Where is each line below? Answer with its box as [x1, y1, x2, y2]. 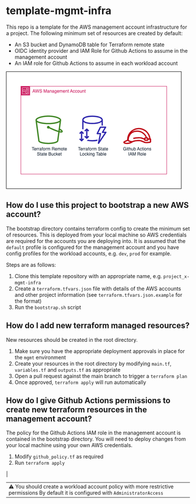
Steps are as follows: [6, 261, 57, 268]
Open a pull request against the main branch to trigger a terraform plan [14, 372, 188, 379]
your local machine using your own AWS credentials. [6, 442, 133, 449]
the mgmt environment [14, 354, 66, 361]
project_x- [163, 273, 190, 279]
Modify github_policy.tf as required [14, 453, 104, 460]
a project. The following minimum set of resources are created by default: [6, 29, 183, 36]
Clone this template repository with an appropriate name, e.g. [14, 272, 162, 279]
